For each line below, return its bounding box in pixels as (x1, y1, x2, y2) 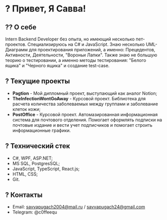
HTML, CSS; (12, 171, 38, 177)
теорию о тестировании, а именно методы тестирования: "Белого (5, 57, 146, 63)
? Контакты (5, 191, 43, 200)
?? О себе (5, 23, 36, 31)
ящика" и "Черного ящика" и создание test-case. (5, 63, 110, 68)
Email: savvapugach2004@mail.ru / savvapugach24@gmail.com (12, 204, 146, 210)
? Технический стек (5, 142, 70, 150)
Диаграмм (5, 47, 28, 52)
